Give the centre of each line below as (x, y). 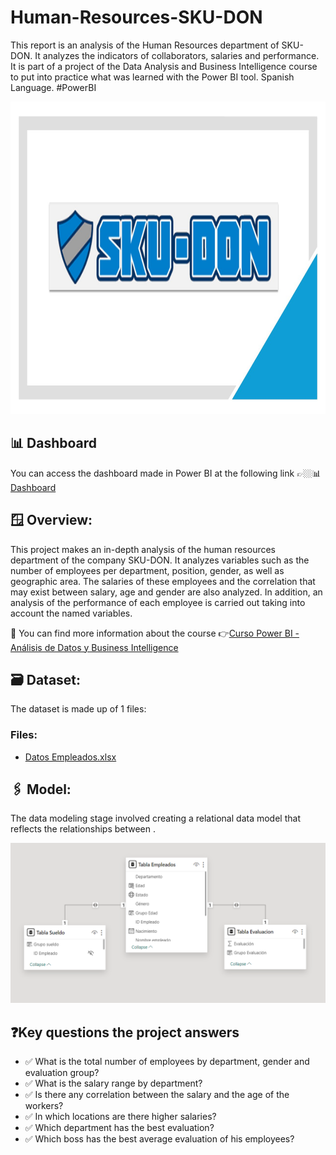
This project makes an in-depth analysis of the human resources (143, 549)
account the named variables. (71, 613)
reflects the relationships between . (83, 829)
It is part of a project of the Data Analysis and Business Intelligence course (164, 66)
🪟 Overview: (51, 520)
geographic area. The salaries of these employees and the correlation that (163, 581)
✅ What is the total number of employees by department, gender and (167, 1062)
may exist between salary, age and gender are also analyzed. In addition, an (166, 592)
